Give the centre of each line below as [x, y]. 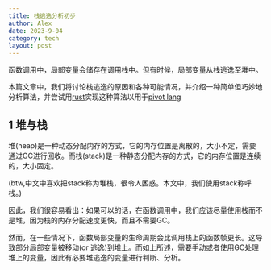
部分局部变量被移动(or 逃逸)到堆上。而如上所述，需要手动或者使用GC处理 [137, 247]
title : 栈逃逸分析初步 [42, 16]
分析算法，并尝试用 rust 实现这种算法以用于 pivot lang [95, 97]
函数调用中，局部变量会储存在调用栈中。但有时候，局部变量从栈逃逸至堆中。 [135, 70]
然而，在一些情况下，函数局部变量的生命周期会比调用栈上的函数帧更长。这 [132, 237]
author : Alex [30, 23]
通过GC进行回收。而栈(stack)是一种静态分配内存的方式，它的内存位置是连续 [135, 156]
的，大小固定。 [33, 165]
